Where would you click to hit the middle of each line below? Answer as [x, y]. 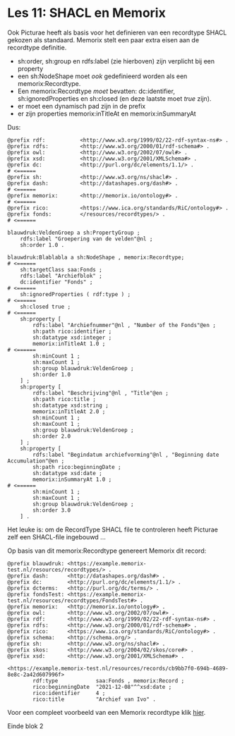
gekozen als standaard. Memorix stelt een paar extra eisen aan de [103, 39]
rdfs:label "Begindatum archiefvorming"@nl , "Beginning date [126, 455]
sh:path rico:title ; [65, 399]
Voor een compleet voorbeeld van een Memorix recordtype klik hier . [107, 712]
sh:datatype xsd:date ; [67, 473]
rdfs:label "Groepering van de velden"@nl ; [86, 239]
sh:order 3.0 [52, 510]
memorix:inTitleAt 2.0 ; [69, 411]
